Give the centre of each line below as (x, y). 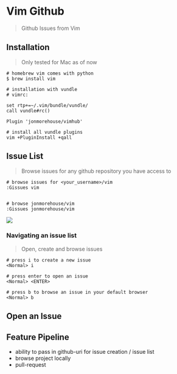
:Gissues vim (23, 188)
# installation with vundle (42, 89)
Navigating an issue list (42, 235)
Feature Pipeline (38, 337)
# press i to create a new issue (49, 260)
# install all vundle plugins (45, 132)
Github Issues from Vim (50, 28)
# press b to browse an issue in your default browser (77, 292)
